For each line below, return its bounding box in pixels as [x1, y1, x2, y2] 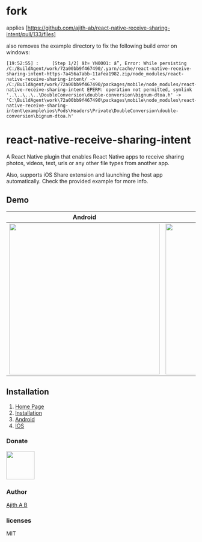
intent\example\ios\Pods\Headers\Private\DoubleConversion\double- [6, 107, 179, 114]
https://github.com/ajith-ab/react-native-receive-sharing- [27, 24, 170, 31]
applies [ [6, 24, 28, 31]
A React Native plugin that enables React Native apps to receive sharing [6, 153, 185, 160]
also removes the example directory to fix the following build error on [6, 42, 177, 49]
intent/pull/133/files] [6, 30, 56, 37]
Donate [6, 437, 28, 446]
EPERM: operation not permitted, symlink [87, 86, 192, 93]
